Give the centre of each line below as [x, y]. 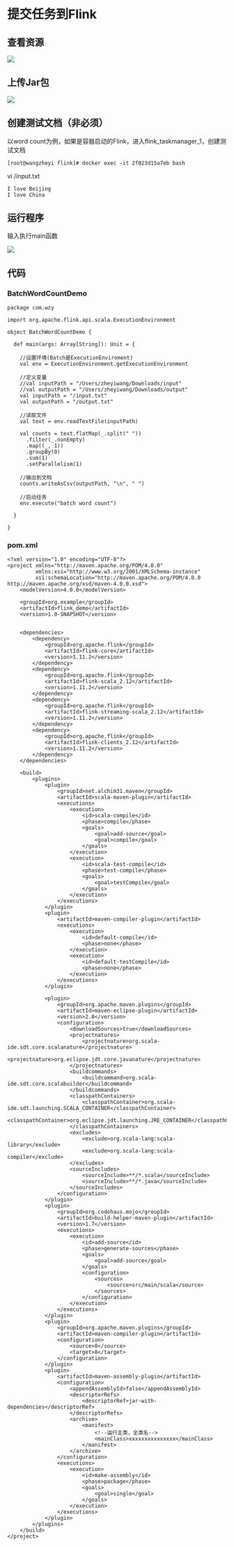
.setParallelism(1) [54, 464]
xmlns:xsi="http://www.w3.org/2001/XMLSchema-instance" [118, 572]
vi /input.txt [24, 176]
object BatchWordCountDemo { [49, 332]
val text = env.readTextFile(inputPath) [79, 422]
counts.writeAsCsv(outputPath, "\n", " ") [82, 484]
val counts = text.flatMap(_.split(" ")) [80, 434]
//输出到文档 [36, 478]
